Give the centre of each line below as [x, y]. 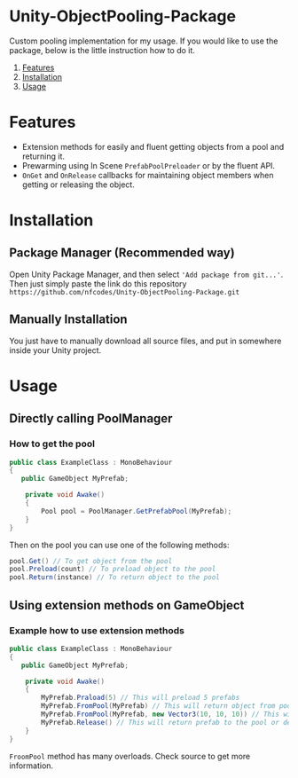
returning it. [43, 156]
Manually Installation [68, 320]
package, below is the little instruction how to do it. [102, 50]
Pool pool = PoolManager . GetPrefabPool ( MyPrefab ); [137, 511]
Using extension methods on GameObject [127, 605]
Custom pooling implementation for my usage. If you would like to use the [144, 41]
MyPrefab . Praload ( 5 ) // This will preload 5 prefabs [141, 698]
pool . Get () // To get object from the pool [91, 561]
